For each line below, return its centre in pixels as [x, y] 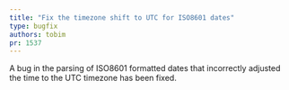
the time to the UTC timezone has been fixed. [93, 78]
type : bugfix [34, 26]
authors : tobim [38, 34]
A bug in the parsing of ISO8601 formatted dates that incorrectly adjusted [145, 68]
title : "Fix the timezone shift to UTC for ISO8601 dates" [122, 18]
